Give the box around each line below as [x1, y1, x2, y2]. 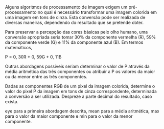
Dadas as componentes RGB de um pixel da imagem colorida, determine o [5, 83, 155, 89]
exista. [5, 99, 19, 104]
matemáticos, [5, 45, 33, 50]
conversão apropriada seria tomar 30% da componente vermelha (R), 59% [5, 34, 156, 40]
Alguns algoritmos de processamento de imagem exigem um [5, 4, 128, 10]
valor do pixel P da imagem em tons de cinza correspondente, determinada [5, 89, 157, 94]
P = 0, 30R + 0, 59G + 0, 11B [5, 54, 62, 60]
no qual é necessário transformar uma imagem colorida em [37, 9, 157, 15]
